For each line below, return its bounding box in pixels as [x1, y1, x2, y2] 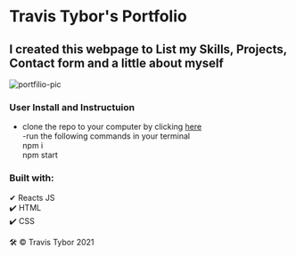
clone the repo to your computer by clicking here [21, 122, 202, 132]
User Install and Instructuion [9, 100, 136, 113]
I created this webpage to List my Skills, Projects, [9, 42, 287, 57]
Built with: [9, 172, 54, 184]
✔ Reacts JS [9, 192, 55, 203]
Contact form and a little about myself [9, 55, 225, 70]
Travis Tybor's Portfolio [9, 6, 187, 27]
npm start [21, 149, 58, 161]
